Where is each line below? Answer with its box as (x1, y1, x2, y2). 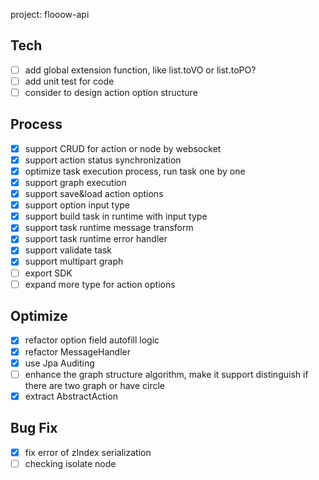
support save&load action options (24, 188, 164, 200)
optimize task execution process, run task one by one (24, 165, 246, 177)
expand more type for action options (24, 278, 176, 290)
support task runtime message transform (24, 222, 194, 234)
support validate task (24, 244, 112, 256)
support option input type (24, 199, 131, 211)
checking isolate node (24, 457, 117, 469)
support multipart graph (24, 255, 124, 268)
